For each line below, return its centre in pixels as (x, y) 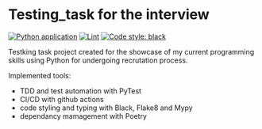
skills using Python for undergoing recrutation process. (98, 60)
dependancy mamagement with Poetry (83, 116)
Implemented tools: (40, 75)
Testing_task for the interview (109, 15)
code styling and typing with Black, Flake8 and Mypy (106, 108)
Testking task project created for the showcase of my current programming (131, 51)
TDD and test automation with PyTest (80, 91)
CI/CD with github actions (62, 99)
